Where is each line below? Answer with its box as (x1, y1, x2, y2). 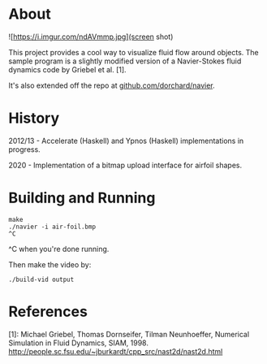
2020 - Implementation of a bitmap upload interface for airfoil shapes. (8, 160, 242, 170)
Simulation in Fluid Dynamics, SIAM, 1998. (8, 338, 149, 348)
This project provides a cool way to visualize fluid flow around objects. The (8, 47, 259, 57)
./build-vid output (8, 275, 75, 284)
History (8, 109, 60, 128)
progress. (8, 144, 41, 154)
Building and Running (8, 188, 156, 207)
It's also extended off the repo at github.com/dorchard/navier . (8, 80, 215, 90)
